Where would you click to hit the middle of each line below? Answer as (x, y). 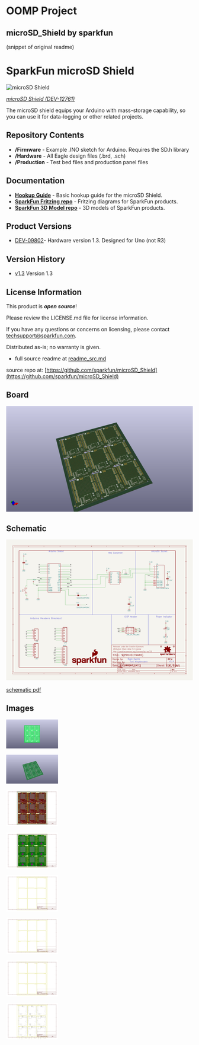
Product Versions (39, 226)
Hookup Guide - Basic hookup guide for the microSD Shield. (89, 195)
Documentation (36, 181)
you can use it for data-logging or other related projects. (75, 116)
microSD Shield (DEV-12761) (41, 98)
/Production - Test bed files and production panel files (81, 162)
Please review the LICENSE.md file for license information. (77, 318)
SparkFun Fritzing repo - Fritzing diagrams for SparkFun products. (96, 201)
